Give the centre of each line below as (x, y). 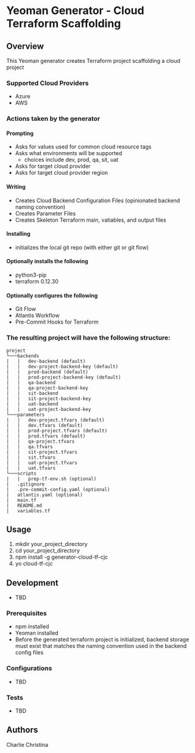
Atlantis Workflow (37, 316)
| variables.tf (28, 511)
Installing (18, 234)
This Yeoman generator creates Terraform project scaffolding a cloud (94, 61)
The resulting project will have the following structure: (88, 338)
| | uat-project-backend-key (49, 409)
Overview (25, 46)
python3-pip (31, 275)
